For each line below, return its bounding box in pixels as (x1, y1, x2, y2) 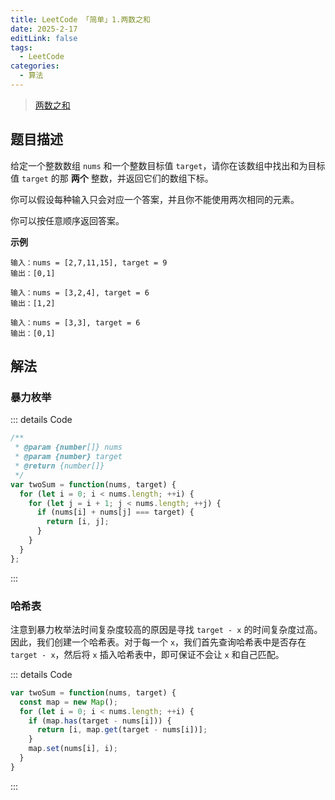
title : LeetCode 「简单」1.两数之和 (10, 14, 151, 25)
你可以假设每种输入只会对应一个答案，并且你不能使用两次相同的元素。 (10, 193, 300, 205)
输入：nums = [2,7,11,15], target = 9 (10, 257, 168, 268)
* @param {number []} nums (14, 442, 123, 453)
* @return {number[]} (14, 461, 105, 471)
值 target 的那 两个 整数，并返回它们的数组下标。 (10, 172, 214, 184)
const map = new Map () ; (19, 697, 118, 707)
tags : (10, 42, 33, 53)
